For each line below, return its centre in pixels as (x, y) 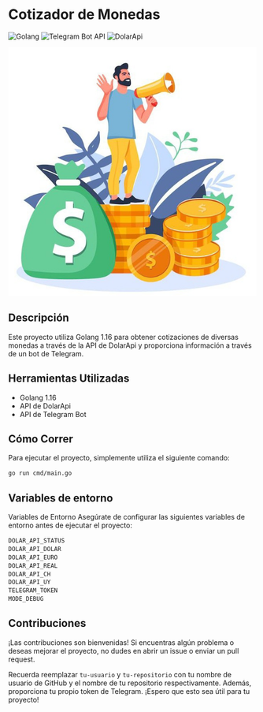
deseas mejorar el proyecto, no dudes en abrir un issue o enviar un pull (124, 650)
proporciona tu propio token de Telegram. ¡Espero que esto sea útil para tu (129, 691)
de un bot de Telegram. (46, 353)
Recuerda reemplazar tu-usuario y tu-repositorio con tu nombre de (120, 674)
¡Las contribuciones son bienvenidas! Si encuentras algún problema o (121, 642)
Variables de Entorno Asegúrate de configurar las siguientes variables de (127, 517)
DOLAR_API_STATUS (37, 541)
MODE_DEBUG (26, 599)
